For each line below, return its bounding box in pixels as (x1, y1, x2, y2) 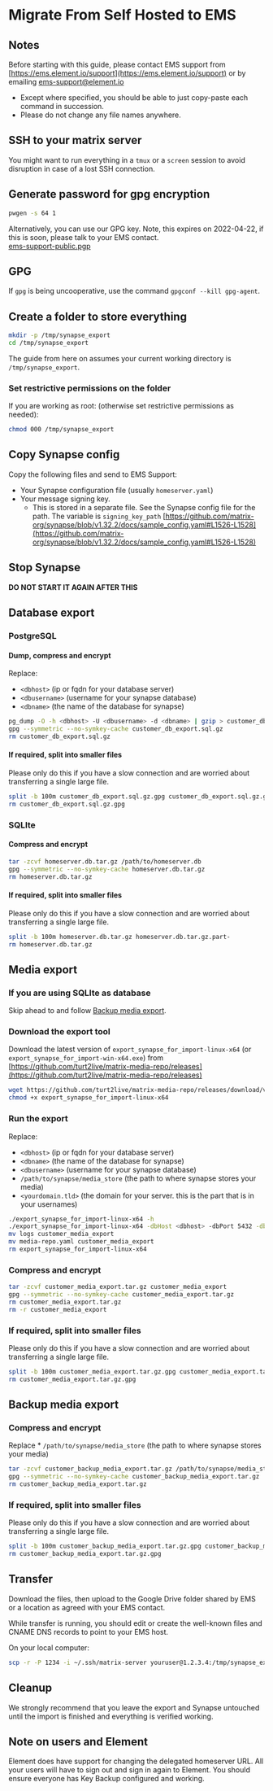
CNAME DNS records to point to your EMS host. (8, 1627, 169, 1636)
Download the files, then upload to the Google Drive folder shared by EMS (8, 1593, 256, 1604)
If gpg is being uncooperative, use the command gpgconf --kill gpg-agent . (8, 286, 260, 296)
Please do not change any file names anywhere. (19, 110, 181, 120)
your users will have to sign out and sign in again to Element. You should (8, 1765, 250, 1775)
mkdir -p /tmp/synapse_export (8, 331, 111, 339)
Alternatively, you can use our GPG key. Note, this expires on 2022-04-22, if (8, 224, 264, 234)
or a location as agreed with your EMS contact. (8, 1602, 166, 1612)
